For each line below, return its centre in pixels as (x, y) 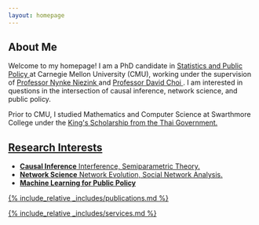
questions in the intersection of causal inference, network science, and (123, 91)
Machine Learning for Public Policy (77, 183)
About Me (33, 47)
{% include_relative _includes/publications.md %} (88, 198)
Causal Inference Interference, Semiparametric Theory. (109, 166)
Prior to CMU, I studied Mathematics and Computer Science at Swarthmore (129, 114)
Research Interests (55, 147)
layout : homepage (36, 15)
